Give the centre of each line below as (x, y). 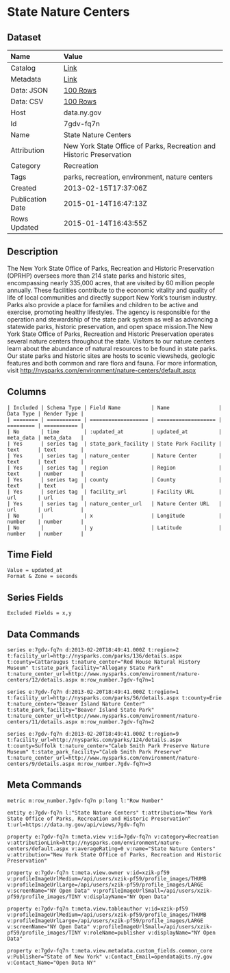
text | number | (46, 474)
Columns (27, 392)
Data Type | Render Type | (46, 413)
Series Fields (35, 597)
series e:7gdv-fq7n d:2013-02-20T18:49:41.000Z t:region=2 (93, 650)
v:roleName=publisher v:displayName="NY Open (149, 933)
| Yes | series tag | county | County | (115, 480)
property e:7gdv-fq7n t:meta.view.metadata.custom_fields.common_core (110, 950)
